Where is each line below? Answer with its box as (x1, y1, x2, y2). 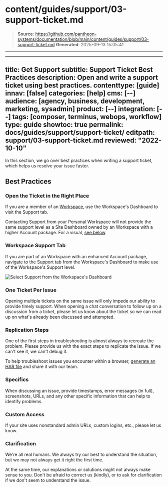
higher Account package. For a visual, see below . (5, 230, 106, 236)
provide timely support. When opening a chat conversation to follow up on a (5, 303, 161, 310)
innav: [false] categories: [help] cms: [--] (5, 89, 136, 98)
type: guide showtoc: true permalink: (5, 121, 123, 129)
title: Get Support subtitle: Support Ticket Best (5, 65, 153, 74)
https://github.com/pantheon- (35, 31, 97, 37)
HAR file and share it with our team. (5, 363, 78, 370)
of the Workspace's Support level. (5, 264, 75, 270)
